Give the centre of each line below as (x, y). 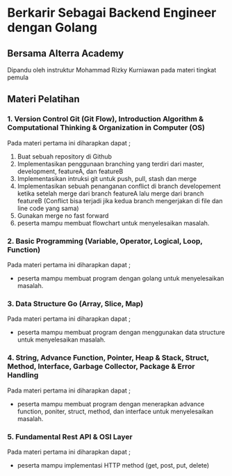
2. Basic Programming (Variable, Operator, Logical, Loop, (105, 241)
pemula (18, 77)
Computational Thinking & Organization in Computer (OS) (106, 128)
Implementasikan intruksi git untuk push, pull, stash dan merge (107, 178)
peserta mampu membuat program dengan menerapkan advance (111, 404)
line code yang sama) (48, 208)
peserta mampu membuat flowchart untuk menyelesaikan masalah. (113, 223)
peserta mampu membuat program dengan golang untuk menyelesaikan (121, 278)
